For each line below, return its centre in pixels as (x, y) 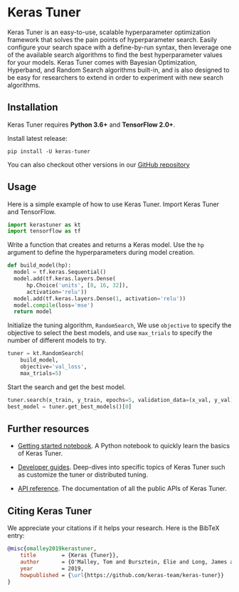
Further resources (48, 429)
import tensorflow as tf (44, 231)
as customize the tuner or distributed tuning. (83, 475)
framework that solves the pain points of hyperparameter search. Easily (112, 39)
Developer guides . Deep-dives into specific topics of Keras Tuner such (121, 467)
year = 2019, (52, 569)
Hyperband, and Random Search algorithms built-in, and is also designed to (118, 70)
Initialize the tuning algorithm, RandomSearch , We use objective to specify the (119, 325)
